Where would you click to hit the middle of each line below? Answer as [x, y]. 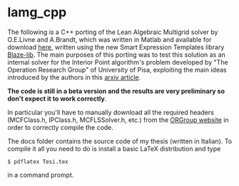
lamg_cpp [37, 12]
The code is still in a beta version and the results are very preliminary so [116, 91]
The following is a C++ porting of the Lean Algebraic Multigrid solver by [113, 32]
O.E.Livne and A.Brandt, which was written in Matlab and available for [110, 39]
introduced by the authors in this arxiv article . [74, 77]
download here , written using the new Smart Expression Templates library [116, 47]
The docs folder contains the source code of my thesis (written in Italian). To [120, 141]
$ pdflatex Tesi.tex [38, 162]
